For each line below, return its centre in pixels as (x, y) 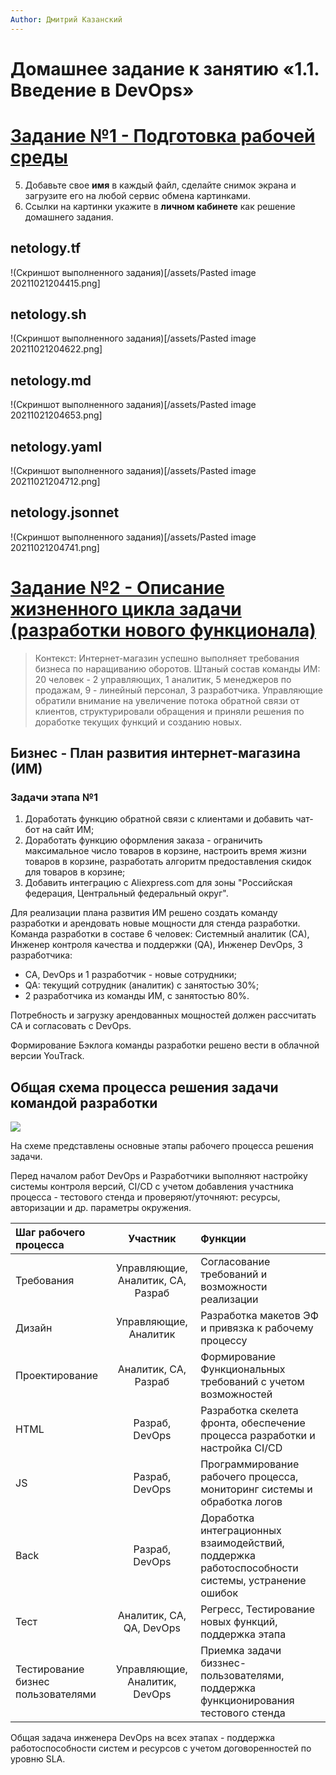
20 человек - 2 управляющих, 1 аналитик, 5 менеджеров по (163, 679)
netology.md (51, 380)
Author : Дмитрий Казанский (66, 19)
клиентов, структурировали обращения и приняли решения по (169, 711)
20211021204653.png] (56, 415)
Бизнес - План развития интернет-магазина (155, 753)
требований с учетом (252, 1382)
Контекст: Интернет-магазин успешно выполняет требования (167, 658)
